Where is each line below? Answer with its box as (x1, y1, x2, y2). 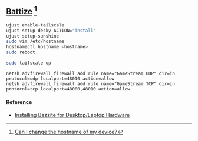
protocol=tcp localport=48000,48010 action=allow (6, 86, 131, 92)
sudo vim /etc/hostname (6, 38, 65, 45)
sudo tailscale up (6, 60, 51, 66)
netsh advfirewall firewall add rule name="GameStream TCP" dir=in (6, 80, 176, 87)
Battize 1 (6, 5, 37, 16)
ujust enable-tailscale (6, 22, 65, 28)
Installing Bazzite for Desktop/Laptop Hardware (14, 112, 130, 119)
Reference (6, 98, 32, 105)
